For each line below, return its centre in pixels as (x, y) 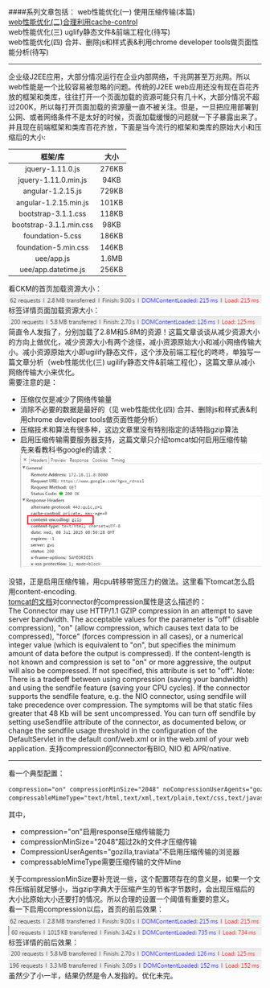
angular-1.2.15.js (53, 191)
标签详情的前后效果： (43, 943)
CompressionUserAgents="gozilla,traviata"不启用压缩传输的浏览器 (130, 852)
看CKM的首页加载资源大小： (55, 288)
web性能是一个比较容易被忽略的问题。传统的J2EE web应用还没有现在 (123, 87)
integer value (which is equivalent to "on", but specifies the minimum (122, 645)
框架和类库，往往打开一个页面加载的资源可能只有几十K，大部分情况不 (137, 97)
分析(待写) (32, 52)
